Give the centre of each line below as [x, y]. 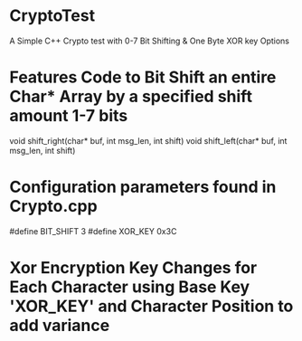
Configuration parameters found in [143, 187]
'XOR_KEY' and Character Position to [151, 306]
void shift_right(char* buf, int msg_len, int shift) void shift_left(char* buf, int [148, 140]
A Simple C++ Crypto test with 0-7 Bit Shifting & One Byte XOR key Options [149, 41]
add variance [60, 326]
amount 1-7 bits [69, 116]
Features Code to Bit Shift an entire [143, 77]
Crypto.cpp [53, 207]
